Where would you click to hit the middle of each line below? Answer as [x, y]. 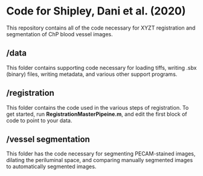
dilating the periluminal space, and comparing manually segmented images [100, 160]
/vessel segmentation [48, 139]
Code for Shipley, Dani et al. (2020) [96, 11]
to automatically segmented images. [51, 166]
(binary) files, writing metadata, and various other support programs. [92, 74]
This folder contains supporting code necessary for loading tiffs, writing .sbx [101, 68]
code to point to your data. [39, 120]
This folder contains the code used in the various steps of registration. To [98, 107]
